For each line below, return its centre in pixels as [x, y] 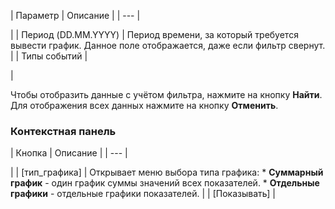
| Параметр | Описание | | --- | [75, 15]
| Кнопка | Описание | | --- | [69, 153]
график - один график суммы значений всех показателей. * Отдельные [165, 183]
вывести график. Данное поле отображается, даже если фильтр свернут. [168, 45]
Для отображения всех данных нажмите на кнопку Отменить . [144, 105]
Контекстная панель [63, 131]
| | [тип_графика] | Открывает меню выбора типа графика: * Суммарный [167, 172]
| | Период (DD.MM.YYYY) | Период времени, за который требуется [154, 34]
